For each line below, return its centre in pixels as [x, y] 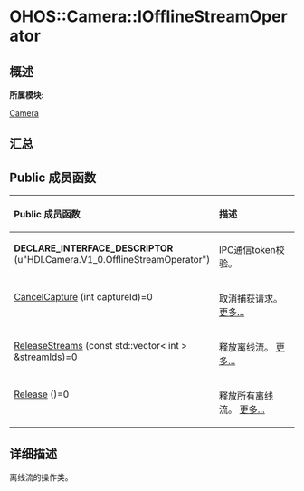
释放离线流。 [246, 348]
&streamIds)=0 [46, 357]
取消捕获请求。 [251, 299]
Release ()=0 [42, 394]
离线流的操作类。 [41, 477]
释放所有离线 [246, 396]
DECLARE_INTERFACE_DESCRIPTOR [94, 248]
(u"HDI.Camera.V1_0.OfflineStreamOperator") [112, 260]
